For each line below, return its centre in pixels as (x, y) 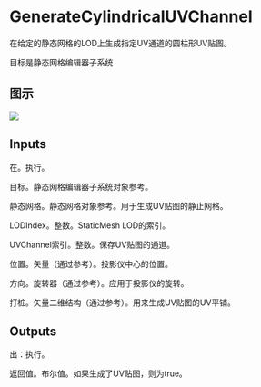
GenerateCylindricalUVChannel (131, 17)
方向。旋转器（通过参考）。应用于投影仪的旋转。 (99, 283)
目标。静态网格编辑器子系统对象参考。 (81, 186)
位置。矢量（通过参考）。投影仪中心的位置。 (91, 263)
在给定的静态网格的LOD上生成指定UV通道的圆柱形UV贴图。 (120, 43)
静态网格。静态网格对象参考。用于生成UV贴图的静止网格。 (119, 205)
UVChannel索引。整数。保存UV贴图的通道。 (92, 244)
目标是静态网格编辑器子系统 (61, 62)
